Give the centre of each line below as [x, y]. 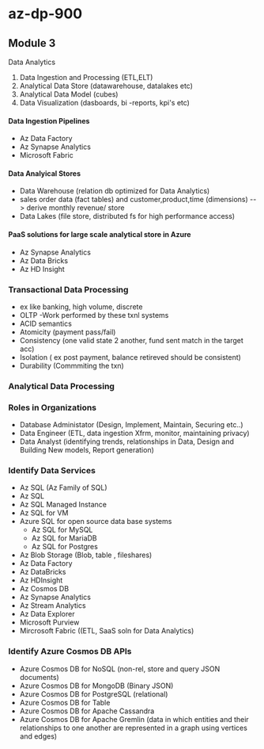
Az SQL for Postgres [65, 547]
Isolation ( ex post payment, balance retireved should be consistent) [130, 357]
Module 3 [32, 43]
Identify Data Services [52, 471]
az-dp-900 [45, 14]
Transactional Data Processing [68, 289]
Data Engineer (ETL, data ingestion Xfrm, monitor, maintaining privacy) [135, 434]
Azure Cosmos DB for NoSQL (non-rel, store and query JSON [120, 669]
